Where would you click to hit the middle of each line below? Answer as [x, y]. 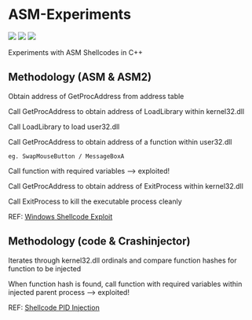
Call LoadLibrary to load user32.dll [64, 127]
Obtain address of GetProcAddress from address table [96, 96]
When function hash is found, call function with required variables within [125, 284]
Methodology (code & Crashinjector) [99, 241]
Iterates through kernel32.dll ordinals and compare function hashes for [122, 260]
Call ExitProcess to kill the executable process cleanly [95, 201]
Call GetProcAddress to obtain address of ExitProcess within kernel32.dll [126, 186]
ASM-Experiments [70, 15]
